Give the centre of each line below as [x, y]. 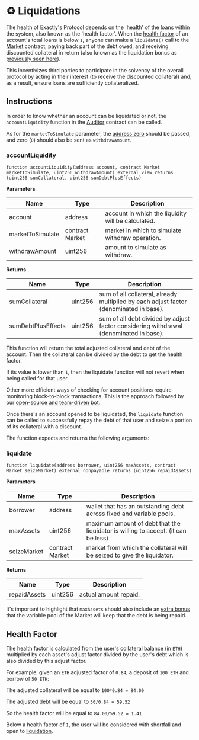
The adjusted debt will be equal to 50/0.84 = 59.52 [68, 702]
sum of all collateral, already [138, 294]
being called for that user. [38, 379]
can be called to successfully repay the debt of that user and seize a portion [99, 420]
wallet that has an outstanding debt [135, 507]
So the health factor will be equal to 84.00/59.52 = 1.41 [74, 713]
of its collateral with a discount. [44, 427]
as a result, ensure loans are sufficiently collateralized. [73, 83]
